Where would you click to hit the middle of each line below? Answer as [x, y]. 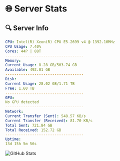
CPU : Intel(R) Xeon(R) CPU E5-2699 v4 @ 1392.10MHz [60, 42]
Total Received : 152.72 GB [33, 130]
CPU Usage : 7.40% [23, 46]
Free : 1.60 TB [20, 88]
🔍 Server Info [27, 28]
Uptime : [13, 139]
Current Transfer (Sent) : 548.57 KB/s [45, 116]
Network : [14, 112]
